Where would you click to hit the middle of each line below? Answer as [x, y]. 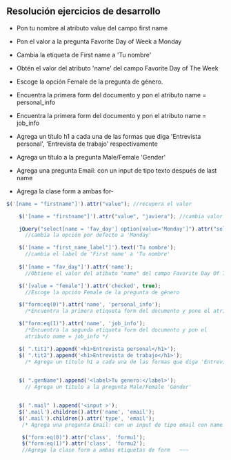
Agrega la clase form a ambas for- [65, 191]
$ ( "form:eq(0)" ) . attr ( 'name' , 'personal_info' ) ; [90, 305]
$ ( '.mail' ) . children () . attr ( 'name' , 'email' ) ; [87, 412]
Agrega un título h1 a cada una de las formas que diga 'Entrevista [109, 136]
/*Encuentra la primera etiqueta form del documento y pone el [118, 311]
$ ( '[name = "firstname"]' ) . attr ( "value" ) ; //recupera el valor [99, 204]
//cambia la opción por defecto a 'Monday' [88, 235]
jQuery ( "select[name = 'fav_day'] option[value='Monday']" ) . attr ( [116, 229]
